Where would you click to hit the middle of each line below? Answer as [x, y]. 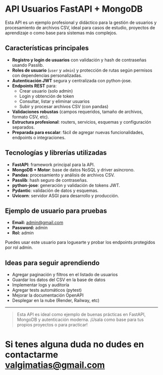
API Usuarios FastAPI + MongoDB [74, 9]
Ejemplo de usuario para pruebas [56, 211]
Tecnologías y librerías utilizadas [56, 153]
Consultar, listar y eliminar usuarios [54, 101]
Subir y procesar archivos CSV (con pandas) [64, 106]
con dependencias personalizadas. [47, 75]
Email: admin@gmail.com [38, 223]
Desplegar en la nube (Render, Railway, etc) [56, 300]
